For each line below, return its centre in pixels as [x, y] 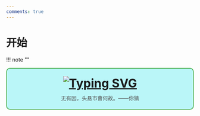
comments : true [25, 12]
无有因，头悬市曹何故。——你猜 [100, 98]
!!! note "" [18, 59]
